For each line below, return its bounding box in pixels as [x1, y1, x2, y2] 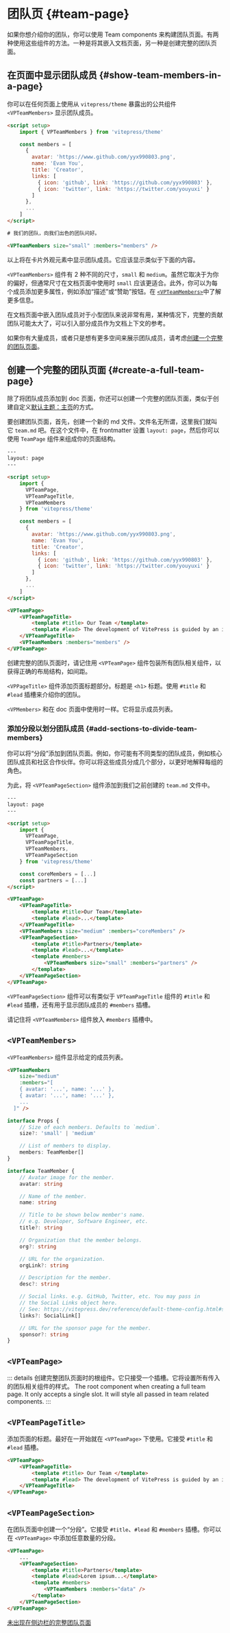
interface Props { [7, 1117, 60, 1124]
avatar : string [19, 1180, 63, 1187]
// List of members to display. [19, 1143, 112, 1150]
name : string [19, 1199, 57, 1206]
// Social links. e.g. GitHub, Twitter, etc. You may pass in [19, 1293, 201, 1300]
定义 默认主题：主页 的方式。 [18, 403, 97, 411]
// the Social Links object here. [19, 1299, 118, 1307]
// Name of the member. [19, 1193, 88, 1200]
